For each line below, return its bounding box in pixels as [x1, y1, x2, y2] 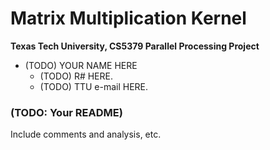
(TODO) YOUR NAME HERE [24, 59, 138, 71]
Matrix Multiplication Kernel [10, 7, 247, 30]
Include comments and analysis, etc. [10, 128, 162, 141]
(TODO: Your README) [10, 105, 123, 119]
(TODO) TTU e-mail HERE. [39, 80, 149, 92]
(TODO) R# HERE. [39, 70, 113, 82]
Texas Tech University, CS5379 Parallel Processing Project [10, 40, 260, 52]
